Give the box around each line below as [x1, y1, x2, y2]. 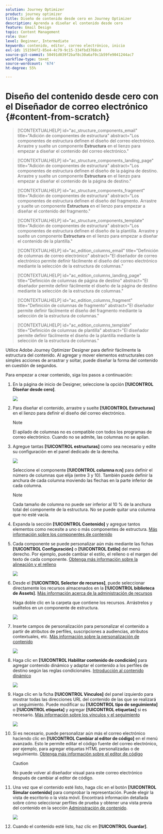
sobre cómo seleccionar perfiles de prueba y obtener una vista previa [12, 800, 152, 805]
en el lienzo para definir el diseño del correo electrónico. [12, 410, 126, 416]
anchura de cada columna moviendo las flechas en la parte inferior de [12, 477, 153, 483]
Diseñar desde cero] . [12, 386, 56, 392]
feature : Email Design [5, 25, 51, 30]
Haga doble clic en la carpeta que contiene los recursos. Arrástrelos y [12, 600, 152, 605]
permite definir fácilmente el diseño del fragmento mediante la [17, 308, 142, 313]
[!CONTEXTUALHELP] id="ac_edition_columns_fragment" [17, 297, 133, 303]
